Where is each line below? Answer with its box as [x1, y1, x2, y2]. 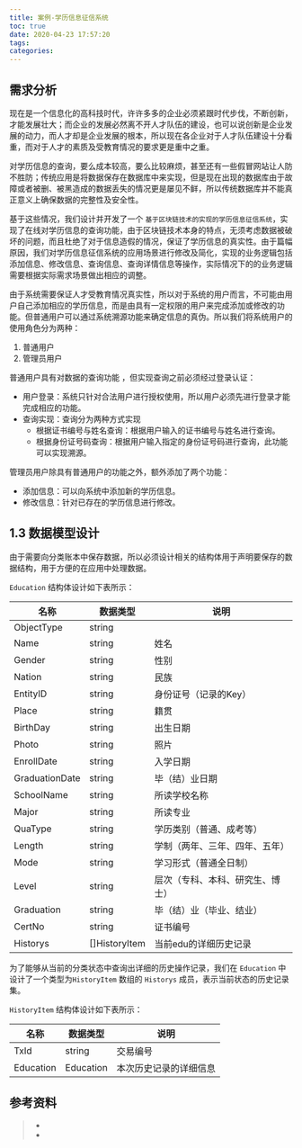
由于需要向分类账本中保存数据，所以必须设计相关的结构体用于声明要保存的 [9, 551, 285, 562]
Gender [13, 653, 46, 666]
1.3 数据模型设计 [9, 525, 101, 541]
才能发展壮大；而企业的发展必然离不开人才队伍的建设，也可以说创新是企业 [9, 119, 285, 130]
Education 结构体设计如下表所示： [9, 581, 135, 592]
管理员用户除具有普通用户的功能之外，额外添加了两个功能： [9, 466, 230, 477]
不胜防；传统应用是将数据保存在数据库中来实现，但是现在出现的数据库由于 [9, 172, 285, 183]
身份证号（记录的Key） [154, 687, 252, 700]
